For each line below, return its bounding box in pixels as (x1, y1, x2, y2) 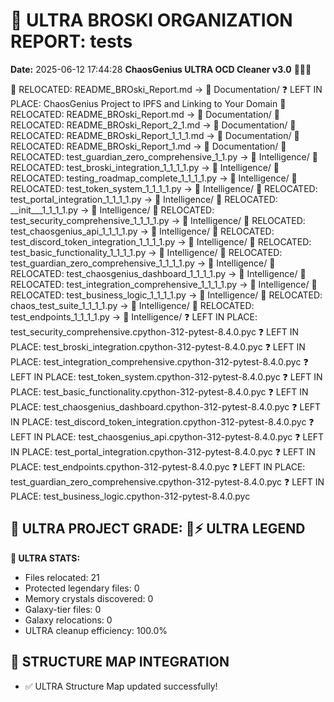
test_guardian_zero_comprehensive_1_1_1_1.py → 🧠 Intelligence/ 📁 (10, 257, 276, 269)
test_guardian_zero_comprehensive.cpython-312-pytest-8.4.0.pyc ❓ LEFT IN (10, 475, 325, 488)
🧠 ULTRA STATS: (10, 552, 81, 564)
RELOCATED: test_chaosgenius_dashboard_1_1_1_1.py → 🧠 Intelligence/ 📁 (10, 267, 307, 279)
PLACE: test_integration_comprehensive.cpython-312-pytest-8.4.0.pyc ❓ (10, 355, 309, 368)
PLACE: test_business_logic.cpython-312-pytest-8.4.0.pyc (10, 490, 251, 502)
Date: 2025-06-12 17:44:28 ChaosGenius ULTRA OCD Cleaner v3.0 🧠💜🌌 (10, 63, 312, 75)
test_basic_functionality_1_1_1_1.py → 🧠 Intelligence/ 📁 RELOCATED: (10, 246, 283, 258)
